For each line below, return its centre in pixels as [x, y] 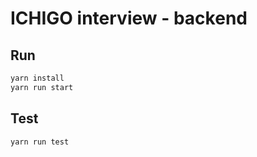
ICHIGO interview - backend [129, 18]
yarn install [37, 78]
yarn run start [42, 87]
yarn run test [40, 142]
